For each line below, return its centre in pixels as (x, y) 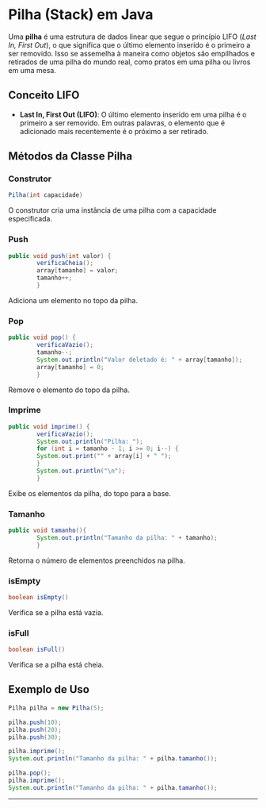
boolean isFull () (37, 650)
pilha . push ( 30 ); (35, 737)
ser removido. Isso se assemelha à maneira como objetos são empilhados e (132, 53)
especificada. (30, 219)
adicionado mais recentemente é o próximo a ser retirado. (114, 131)
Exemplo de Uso (49, 689)
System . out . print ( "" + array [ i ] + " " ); (104, 456)
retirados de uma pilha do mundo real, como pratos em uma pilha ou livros (129, 62)
